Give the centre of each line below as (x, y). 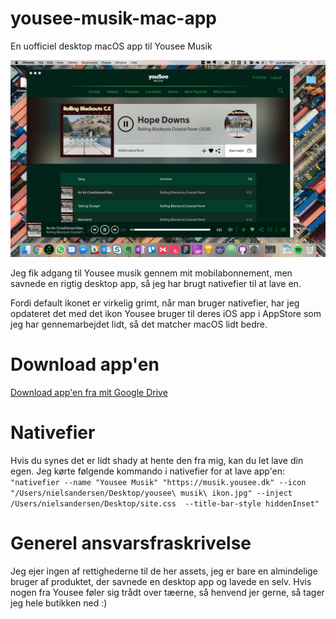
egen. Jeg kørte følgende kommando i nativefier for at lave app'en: (148, 471)
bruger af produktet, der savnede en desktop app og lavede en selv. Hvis (161, 581)
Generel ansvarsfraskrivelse (131, 543)
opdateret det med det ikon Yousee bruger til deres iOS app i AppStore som (166, 313)
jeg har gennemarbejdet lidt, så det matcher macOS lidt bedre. (139, 324)
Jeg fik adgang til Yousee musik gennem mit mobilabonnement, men (151, 273)
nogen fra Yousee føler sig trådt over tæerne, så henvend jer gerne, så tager (167, 592)
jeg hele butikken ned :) (59, 603)
